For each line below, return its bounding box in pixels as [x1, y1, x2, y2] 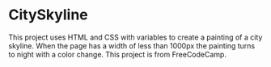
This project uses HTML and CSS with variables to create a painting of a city [8, 32, 263, 42]
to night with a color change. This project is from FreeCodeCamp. [8, 49, 227, 59]
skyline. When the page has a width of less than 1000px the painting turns [8, 40, 256, 50]
